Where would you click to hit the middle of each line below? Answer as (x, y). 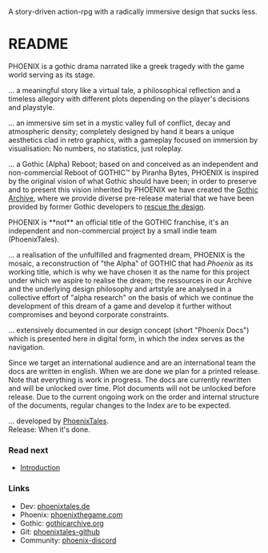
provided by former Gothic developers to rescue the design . (107, 206)
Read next (28, 450)
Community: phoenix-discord (68, 540)
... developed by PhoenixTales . (59, 421)
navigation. (27, 347)
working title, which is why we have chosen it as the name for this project (129, 271)
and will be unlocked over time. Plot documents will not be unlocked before (132, 388)
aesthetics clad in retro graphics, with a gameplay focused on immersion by (133, 140)
